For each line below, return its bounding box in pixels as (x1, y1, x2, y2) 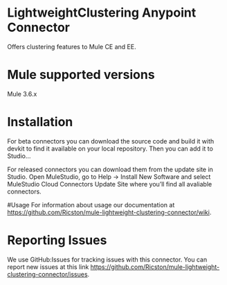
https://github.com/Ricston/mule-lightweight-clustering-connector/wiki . (7, 208, 212, 216)
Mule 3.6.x (7, 89, 37, 98)
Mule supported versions (7, 67, 155, 83)
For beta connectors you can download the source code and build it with (7, 137, 215, 145)
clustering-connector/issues (7, 270, 88, 278)
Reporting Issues (7, 232, 107, 248)
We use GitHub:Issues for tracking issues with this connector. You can (7, 255, 208, 264)
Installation (7, 114, 73, 130)
